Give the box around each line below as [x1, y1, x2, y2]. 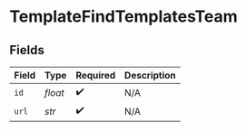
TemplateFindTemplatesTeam [9, 6, 238, 27]
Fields [9, 42, 45, 58]
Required [75, 70, 116, 81]
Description [123, 70, 177, 81]
